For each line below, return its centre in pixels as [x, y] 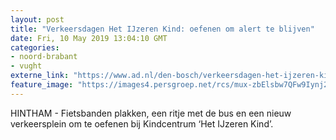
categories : [35, 47]
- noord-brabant [44, 57]
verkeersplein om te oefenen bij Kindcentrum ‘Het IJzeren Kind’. [142, 123]
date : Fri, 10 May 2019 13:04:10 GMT [89, 38]
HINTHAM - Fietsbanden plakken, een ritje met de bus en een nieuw [151, 113]
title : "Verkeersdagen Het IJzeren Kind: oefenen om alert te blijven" [162, 29]
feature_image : [42, 85]
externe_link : [40, 76]
